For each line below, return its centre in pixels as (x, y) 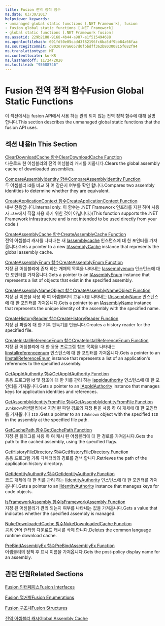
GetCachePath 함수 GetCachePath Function (49, 430)
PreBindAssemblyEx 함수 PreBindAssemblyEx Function (60, 546)
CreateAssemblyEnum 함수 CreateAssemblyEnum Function (64, 262)
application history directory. (34, 463)
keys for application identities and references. (51, 391)
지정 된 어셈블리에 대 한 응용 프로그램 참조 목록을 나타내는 (60, 347)
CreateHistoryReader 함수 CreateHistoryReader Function (62, 318)
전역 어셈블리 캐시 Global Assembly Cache (47, 618)
